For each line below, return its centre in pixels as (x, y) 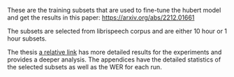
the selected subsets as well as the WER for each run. (85, 67)
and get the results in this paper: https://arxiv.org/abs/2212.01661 (101, 17)
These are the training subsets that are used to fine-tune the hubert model (114, 10)
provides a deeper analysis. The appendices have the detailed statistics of (114, 59)
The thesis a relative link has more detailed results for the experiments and (115, 52)
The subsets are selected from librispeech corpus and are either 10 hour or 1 (117, 31)
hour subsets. (27, 38)
